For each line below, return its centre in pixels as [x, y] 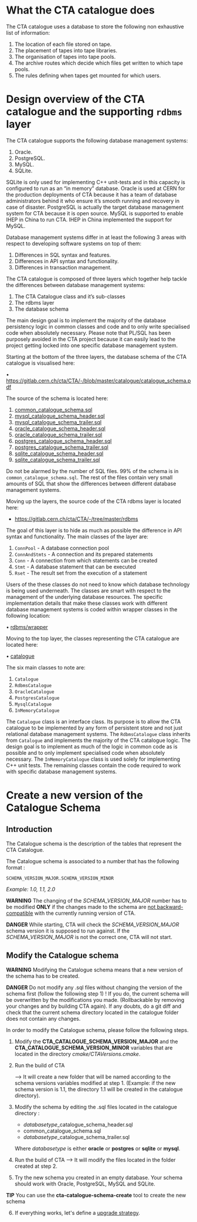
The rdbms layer [34, 302]
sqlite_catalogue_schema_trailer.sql [57, 460]
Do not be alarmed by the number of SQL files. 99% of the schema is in [92, 471]
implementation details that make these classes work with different [87, 603]
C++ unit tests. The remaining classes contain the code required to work [94, 765]
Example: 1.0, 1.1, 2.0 [31, 889]
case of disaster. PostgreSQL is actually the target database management [95, 207]
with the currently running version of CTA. [85, 913]
